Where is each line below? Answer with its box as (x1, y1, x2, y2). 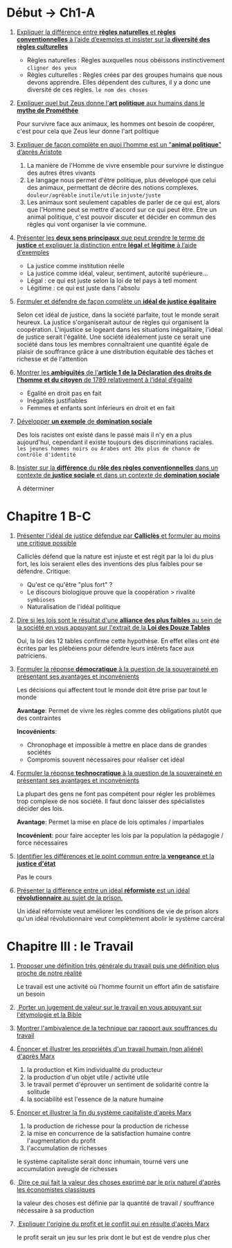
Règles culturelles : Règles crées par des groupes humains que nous (26, 71, 223, 79)
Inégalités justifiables (26, 396, 87, 405)
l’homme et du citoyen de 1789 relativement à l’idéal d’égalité (16, 376, 193, 384)
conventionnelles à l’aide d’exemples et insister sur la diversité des (16, 35, 211, 43)
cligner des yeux (26, 64, 78, 71)
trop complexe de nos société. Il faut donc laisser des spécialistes (16, 797, 205, 805)
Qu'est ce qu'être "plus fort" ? (26, 580, 113, 588)
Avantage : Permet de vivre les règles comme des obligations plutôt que (16, 706, 222, 714)
